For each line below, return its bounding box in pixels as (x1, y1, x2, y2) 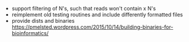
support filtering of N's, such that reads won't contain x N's (11, 5, 156, 12)
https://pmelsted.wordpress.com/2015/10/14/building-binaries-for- (11, 23, 174, 30)
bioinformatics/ (11, 30, 49, 37)
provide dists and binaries (11, 17, 75, 24)
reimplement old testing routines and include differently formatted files (11, 11, 183, 18)
